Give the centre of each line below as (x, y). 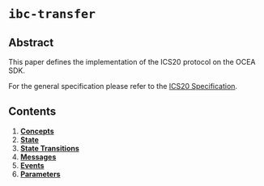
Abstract (31, 42)
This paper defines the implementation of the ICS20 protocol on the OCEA (132, 62)
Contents (32, 112)
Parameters (40, 174)
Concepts (37, 131)
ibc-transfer (52, 14)
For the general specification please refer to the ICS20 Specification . (123, 86)
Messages (38, 157)
